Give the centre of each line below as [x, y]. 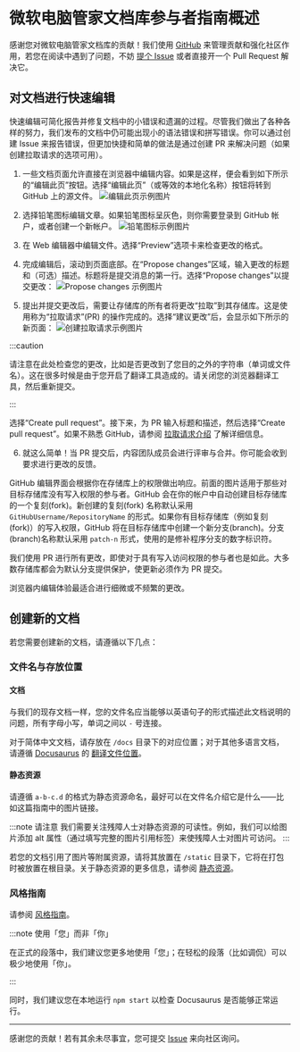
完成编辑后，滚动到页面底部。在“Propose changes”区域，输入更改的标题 [156, 263]
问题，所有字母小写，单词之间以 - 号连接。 [88, 722]
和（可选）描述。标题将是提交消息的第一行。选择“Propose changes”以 [152, 275]
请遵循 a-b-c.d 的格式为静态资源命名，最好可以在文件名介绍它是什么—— [143, 797]
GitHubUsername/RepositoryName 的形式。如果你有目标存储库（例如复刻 [139, 516]
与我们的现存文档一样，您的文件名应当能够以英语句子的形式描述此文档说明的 [150, 712]
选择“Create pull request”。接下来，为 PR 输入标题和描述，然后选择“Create [147, 422]
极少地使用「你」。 [42, 964]
